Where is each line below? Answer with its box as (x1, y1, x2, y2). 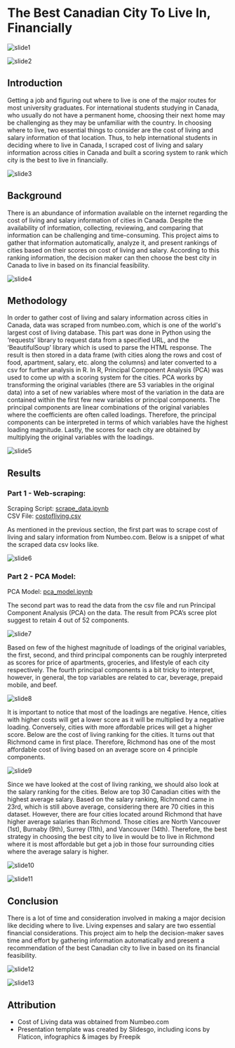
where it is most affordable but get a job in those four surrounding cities (7, 840, 215, 849)
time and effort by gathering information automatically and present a (7, 936, 205, 945)
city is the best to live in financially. (7, 156, 109, 164)
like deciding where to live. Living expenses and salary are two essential (7, 921, 216, 930)
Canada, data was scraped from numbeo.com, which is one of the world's (7, 321, 222, 329)
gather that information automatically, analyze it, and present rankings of (7, 238, 217, 247)
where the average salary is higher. (7, 847, 109, 856)
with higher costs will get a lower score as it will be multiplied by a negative (7, 716, 224, 724)
